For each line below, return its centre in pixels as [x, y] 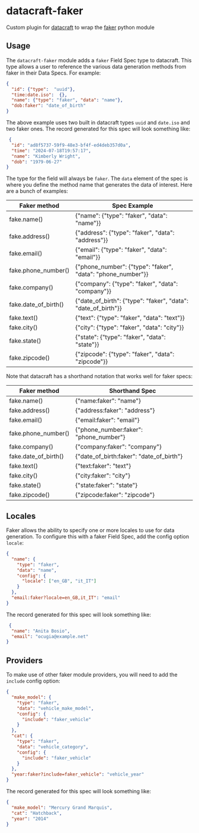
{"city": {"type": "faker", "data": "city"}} [129, 328]
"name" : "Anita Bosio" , [41, 631]
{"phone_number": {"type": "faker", [124, 267]
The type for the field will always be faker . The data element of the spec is [97, 178]
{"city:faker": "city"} [103, 476]
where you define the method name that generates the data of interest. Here [99, 185]
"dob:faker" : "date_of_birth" [49, 106]
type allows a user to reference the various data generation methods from [96, 66]
